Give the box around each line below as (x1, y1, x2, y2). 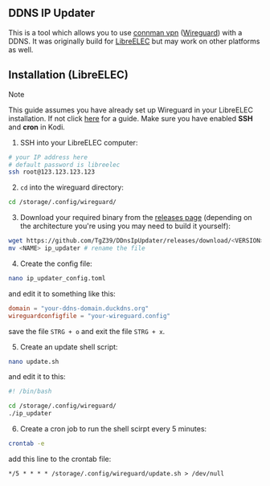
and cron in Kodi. (8, 122, 66, 132)
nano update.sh (8, 357, 59, 366)
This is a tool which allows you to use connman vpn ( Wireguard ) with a (8, 27, 243, 37)
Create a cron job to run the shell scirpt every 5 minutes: (19, 424, 207, 433)
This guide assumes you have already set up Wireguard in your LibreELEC (8, 104, 254, 115)
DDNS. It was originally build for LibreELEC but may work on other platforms (8, 36, 260, 46)
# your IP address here (8, 153, 88, 161)
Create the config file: (19, 259, 92, 268)
